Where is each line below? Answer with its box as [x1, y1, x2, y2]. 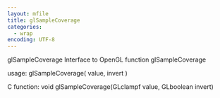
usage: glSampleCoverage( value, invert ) [7, 69, 128, 78]
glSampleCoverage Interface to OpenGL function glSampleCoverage [7, 55, 207, 64]
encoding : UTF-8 [7, 36, 55, 43]
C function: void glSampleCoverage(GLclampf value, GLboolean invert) [7, 83, 214, 91]
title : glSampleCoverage [7, 17, 80, 24]
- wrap [13, 29, 33, 37]
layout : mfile [7, 10, 49, 17]
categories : [7, 23, 42, 30]
